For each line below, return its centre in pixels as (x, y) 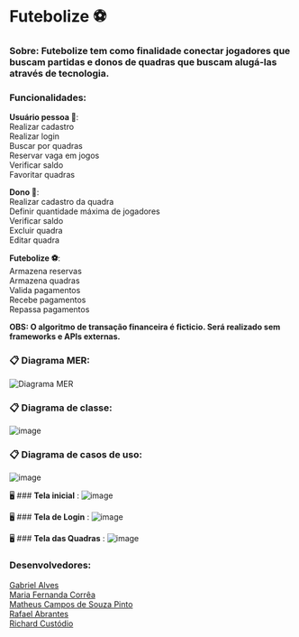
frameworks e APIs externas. (65, 337)
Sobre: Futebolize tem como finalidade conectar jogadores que (150, 51)
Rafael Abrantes (39, 614)
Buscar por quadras (46, 146)
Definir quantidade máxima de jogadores (85, 211)
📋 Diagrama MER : (50, 361)
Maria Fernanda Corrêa (53, 595)
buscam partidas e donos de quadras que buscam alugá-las (143, 62)
